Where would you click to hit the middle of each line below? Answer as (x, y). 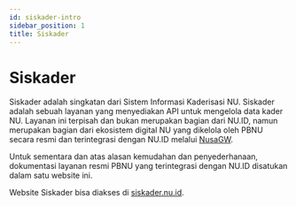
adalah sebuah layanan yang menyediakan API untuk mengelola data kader (146, 111)
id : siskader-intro (45, 17)
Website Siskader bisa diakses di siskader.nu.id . (97, 193)
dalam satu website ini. (51, 175)
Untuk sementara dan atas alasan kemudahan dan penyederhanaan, (134, 156)
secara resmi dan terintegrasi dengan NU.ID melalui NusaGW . (121, 140)
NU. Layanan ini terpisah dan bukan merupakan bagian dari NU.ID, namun (144, 121)
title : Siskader (39, 34)
